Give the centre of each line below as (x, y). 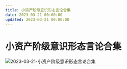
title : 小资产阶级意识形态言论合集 (38, 10)
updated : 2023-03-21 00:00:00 (37, 19)
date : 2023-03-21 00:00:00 (34, 15)
